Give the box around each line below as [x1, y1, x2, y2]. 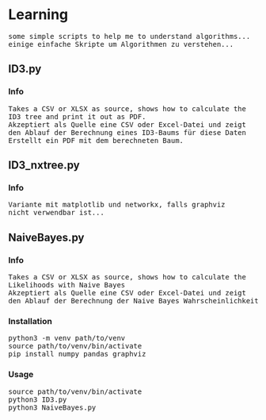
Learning [8, 6, 69, 24]
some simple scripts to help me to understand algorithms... [8, 32, 251, 40]
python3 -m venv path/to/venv [8, 333, 126, 343]
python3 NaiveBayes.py [8, 403, 97, 412]
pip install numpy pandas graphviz [8, 349, 146, 359]
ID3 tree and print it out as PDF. [8, 112, 146, 121]
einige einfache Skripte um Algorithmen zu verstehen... [8, 40, 234, 48]
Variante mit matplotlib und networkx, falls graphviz [8, 200, 226, 210]
